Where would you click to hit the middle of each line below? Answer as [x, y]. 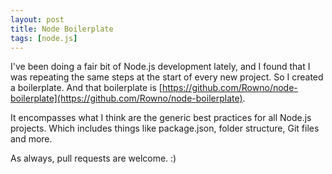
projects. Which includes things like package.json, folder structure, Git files [165, 128]
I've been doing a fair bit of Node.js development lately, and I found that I [160, 67]
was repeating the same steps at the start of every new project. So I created [167, 77]
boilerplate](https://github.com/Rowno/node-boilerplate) [126, 98]
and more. [31, 139]
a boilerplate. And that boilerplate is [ [86, 88]
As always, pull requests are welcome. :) [93, 158]
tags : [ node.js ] [44, 38]
